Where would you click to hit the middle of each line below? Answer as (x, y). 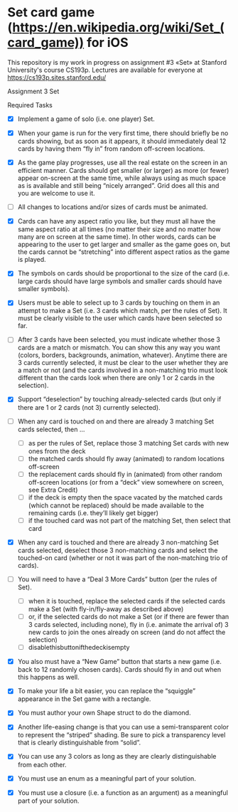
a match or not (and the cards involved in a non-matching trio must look (123, 370)
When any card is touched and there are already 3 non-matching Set (118, 542)
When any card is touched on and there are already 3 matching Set (116, 421)
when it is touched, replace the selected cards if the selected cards (127, 601)
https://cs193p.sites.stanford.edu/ (57, 77)
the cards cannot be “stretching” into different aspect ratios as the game (124, 252)
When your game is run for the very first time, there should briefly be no (123, 133)
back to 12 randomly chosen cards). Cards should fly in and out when (119, 670)
